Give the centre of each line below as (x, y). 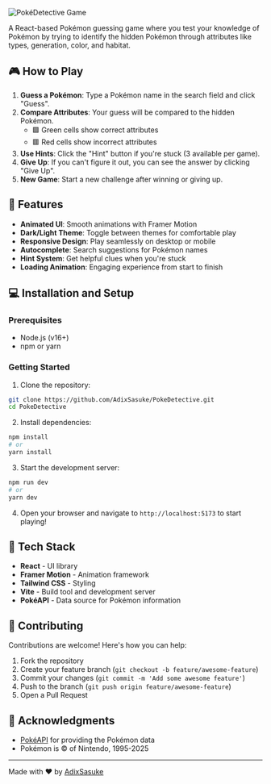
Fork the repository (52, 661)
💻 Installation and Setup (71, 293)
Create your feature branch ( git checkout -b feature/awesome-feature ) (139, 669)
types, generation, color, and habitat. (70, 45)
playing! (33, 521)
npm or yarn (40, 346)
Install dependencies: (56, 423)
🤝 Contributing (46, 626)
